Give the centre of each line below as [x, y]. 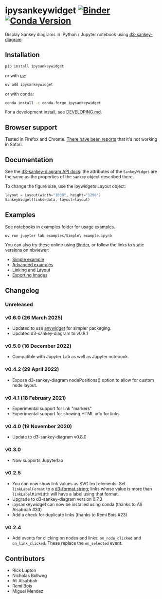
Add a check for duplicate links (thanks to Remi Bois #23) [70, 514]
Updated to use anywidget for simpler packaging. [62, 328]
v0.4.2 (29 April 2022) [32, 369]
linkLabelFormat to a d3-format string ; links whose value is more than [82, 489]
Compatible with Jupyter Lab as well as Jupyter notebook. [70, 357]
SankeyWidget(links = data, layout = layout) [48, 200]
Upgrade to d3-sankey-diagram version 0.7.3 [57, 499]
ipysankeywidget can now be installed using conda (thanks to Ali [77, 504]
